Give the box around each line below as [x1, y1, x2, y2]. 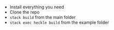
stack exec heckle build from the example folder [9, 19, 109, 25]
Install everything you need [9, 4, 65, 10]
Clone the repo [9, 9, 40, 15]
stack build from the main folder [9, 15, 76, 20]
